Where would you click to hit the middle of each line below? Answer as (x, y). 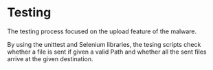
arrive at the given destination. (51, 58)
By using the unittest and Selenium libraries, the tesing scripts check (104, 44)
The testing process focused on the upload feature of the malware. (102, 31)
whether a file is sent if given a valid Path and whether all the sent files (107, 52)
